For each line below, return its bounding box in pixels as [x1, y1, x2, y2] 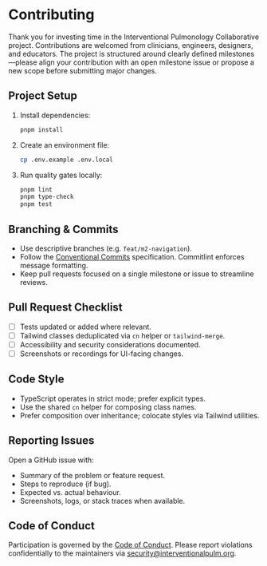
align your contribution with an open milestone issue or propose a [38, 57, 255, 67]
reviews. [19, 277, 48, 287]
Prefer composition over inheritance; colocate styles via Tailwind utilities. [19, 410, 260, 420]
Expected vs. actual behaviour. [19, 487, 121, 497]
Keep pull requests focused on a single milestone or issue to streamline [19, 269, 254, 279]
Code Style [8, 373, 65, 386]
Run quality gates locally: [19, 170, 103, 180]
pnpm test [19, 200, 53, 208]
